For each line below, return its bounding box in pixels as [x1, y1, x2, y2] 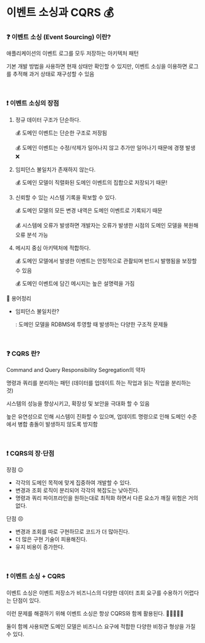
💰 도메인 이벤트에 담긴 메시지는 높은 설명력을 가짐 [15, 280, 135, 287]
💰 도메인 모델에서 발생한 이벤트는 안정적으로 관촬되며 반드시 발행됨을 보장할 [15, 257, 197, 264]
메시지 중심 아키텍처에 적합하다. [15, 244, 91, 251]
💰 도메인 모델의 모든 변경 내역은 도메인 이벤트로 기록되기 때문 [15, 206, 163, 214]
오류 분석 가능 [15, 231, 48, 239]
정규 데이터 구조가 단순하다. [15, 116, 81, 123]
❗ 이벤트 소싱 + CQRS [6, 572, 65, 581]
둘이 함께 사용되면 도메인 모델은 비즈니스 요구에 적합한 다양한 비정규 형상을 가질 [6, 622, 196, 630]
